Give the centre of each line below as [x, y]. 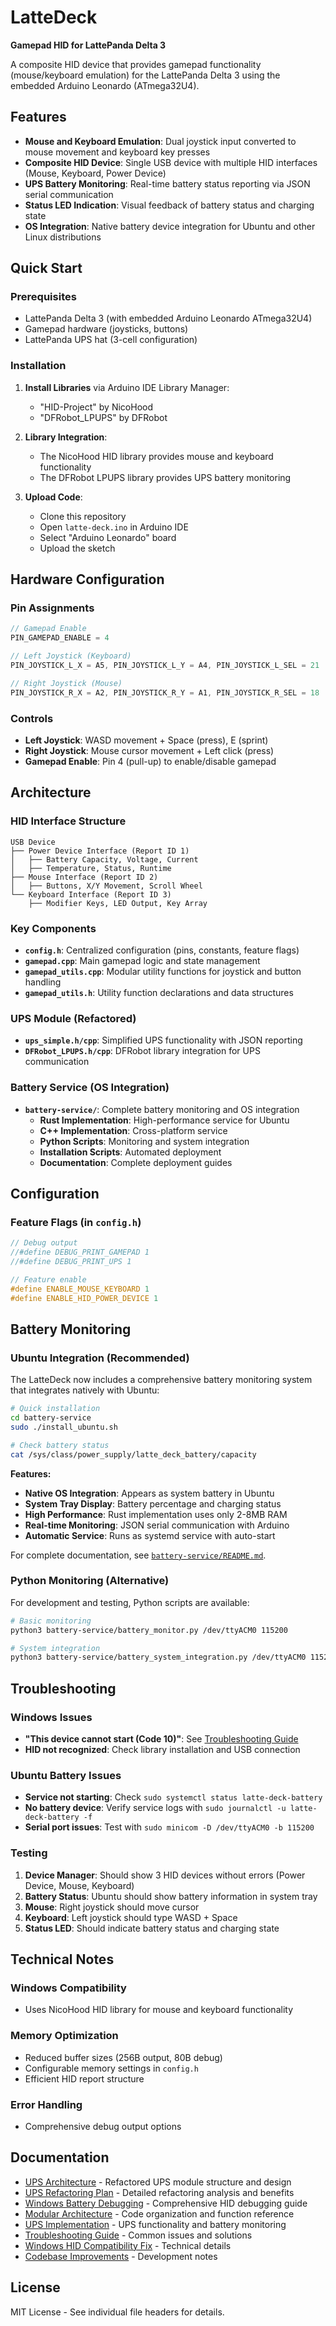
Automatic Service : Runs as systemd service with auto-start [150, 1535]
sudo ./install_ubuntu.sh [64, 1427]
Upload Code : [53, 497]
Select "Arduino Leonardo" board [108, 537]
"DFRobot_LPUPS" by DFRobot [103, 417]
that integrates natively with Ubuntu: [85, 1390]
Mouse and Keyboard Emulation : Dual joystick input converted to [160, 141]
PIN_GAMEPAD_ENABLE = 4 [60, 638]
